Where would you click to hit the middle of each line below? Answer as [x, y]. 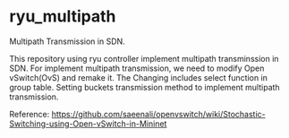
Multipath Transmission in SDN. [67, 41]
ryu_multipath [63, 17]
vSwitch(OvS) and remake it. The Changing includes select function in [139, 77]
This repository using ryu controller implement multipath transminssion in [144, 58]
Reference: [30, 114]
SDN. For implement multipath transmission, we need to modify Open [137, 68]
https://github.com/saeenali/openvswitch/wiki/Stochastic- [158, 114]
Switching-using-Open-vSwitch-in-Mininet [88, 124]
